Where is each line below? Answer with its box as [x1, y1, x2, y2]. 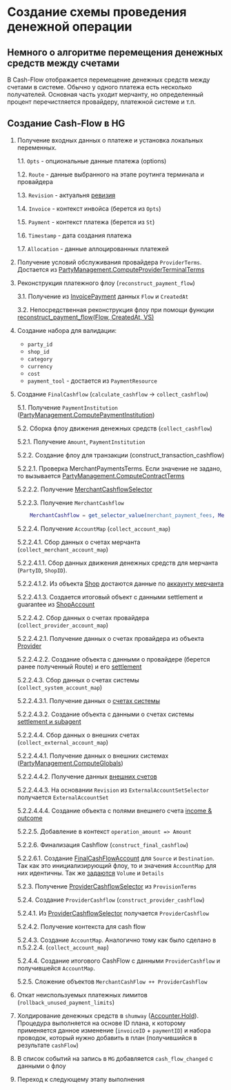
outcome [17, 814, 43, 822]
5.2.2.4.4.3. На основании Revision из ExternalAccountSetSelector [17, 785, 210, 794]
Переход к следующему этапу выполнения [17, 1075, 145, 1083]
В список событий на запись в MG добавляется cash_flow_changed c [17, 1054, 214, 1062]
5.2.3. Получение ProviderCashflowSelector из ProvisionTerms [17, 882, 197, 890]
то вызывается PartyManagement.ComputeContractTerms [17, 471, 185, 480]
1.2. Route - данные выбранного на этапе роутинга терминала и [17, 170, 205, 179]
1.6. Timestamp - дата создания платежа [17, 231, 132, 239]
